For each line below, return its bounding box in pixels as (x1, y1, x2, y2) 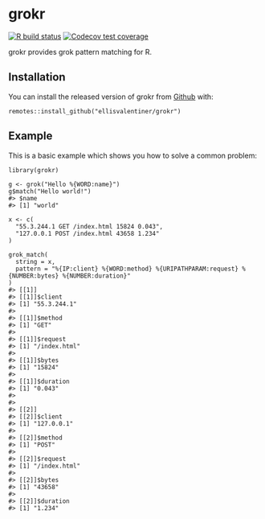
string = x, (15, 257, 56, 266)
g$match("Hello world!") (8, 187, 92, 196)
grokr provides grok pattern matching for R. (8, 47, 153, 56)
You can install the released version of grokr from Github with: (8, 92, 214, 101)
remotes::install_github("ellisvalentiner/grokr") (8, 107, 181, 115)
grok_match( (8, 250, 48, 258)
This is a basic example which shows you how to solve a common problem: (8, 150, 257, 160)
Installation (8, 70, 66, 84)
